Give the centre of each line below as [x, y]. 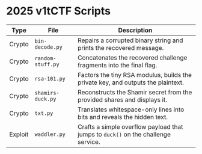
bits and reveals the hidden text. [123, 117]
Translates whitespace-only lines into [131, 109]
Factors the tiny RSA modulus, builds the [135, 75]
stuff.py [47, 64]
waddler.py [50, 134]
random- [45, 58]
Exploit [19, 134]
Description [135, 30]
